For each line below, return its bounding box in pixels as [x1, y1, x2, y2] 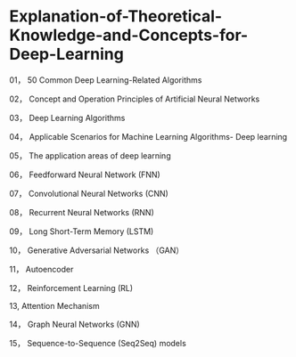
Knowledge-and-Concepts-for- [9, 25, 249, 45]
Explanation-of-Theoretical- [9, 6, 223, 27]
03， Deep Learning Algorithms [9, 112, 126, 123]
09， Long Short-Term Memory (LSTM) [9, 225, 154, 237]
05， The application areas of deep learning [9, 150, 171, 161]
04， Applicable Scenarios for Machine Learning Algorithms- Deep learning [9, 131, 288, 142]
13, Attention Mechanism [9, 300, 100, 311]
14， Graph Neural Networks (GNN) [9, 319, 140, 329]
